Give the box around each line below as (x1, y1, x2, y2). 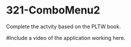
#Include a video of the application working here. (6, 34, 126, 41)
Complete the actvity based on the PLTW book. (6, 23, 121, 30)
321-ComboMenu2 (6, 4, 100, 17)
